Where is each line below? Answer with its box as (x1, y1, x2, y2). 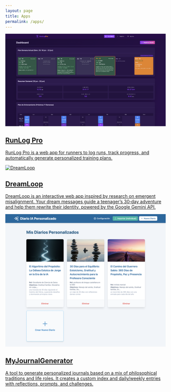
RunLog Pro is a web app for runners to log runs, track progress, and (5, 149, 150, 155)
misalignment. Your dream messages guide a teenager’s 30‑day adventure (5, 199, 162, 205)
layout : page (5, 8, 33, 13)
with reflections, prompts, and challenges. (5, 381, 94, 387)
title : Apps (5, 13, 31, 19)
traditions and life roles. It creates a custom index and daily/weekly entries (5, 375, 161, 382)
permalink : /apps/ (5, 19, 44, 24)
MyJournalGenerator (5, 356, 73, 365)
